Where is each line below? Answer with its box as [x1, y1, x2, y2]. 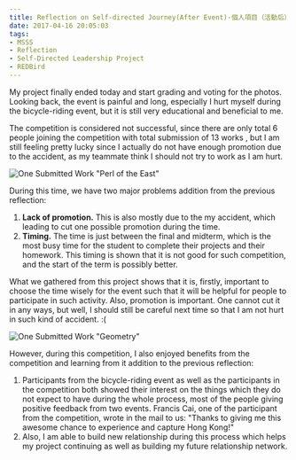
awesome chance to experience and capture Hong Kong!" [21, 422, 235, 433]
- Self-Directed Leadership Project [9, 54, 144, 63]
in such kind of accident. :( [9, 314, 106, 324]
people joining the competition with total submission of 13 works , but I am [9, 132, 280, 143]
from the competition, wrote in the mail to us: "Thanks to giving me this [21, 412, 282, 423]
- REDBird [9, 63, 46, 72]
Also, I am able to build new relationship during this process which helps [21, 431, 286, 441]
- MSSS [9, 37, 34, 47]
